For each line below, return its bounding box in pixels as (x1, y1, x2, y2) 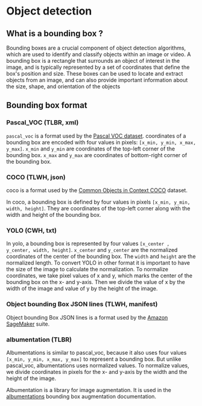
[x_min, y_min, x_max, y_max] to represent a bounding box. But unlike (6, 355, 181, 362)
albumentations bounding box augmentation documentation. (6, 393, 157, 400)
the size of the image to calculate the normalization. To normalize (6, 266, 169, 273)
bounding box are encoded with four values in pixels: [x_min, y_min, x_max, (6, 138, 196, 146)
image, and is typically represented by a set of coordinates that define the (6, 63, 190, 71)
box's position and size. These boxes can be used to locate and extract (6, 70, 183, 77)
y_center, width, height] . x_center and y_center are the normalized (6, 246, 178, 254)
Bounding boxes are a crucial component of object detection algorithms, (6, 44, 186, 51)
